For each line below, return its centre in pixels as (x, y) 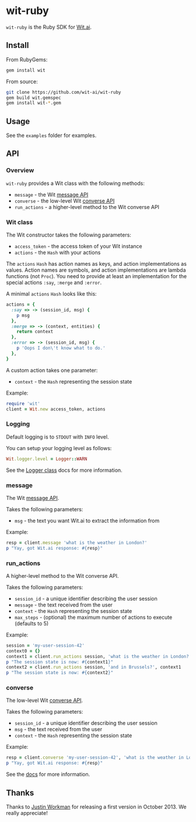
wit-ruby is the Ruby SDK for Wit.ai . (49, 27)
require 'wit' (23, 403)
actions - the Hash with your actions (57, 252)
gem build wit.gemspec (34, 98)
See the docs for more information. (48, 775)
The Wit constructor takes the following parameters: (69, 235)
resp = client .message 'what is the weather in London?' (77, 543)
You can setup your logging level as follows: (59, 448)
